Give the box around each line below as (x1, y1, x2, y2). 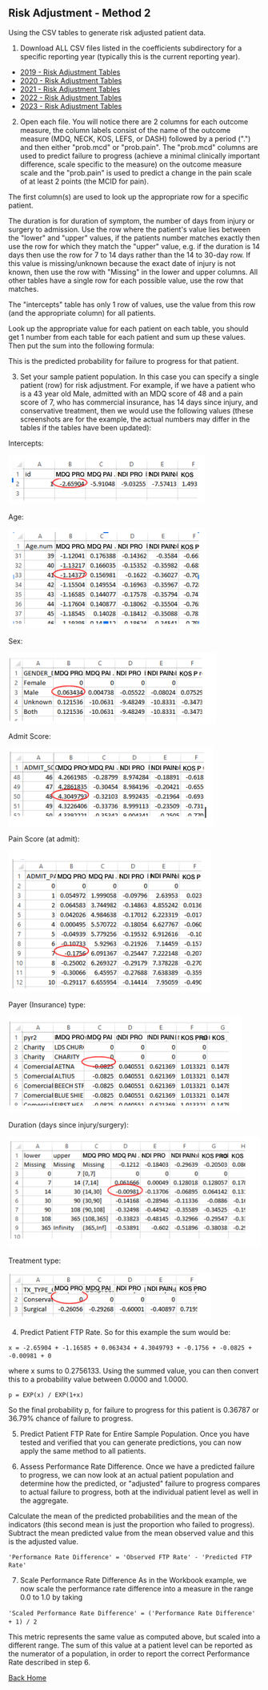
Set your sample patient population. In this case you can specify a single (19, 372, 259, 381)
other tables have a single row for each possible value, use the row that (8, 276, 244, 285)
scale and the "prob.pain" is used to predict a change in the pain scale (19, 167, 252, 177)
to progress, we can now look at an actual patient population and (19, 1470, 234, 1479)
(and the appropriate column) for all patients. (8, 308, 156, 317)
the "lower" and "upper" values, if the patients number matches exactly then (8, 232, 261, 243)
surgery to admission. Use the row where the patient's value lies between (8, 224, 250, 234)
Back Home (8, 1672, 46, 1682)
